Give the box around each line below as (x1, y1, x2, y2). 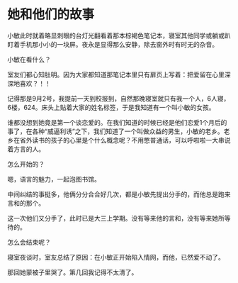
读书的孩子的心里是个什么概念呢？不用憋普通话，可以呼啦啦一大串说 (31, 135, 231, 144)
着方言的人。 (7, 145, 45, 153)
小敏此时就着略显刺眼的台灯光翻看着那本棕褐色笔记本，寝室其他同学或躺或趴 (7, 31, 231, 40)
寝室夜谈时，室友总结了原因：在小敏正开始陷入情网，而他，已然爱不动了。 (7, 253, 225, 261)
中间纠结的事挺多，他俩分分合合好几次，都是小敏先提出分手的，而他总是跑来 (7, 189, 231, 199)
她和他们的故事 (7, 6, 95, 23)
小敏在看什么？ (7, 55, 51, 64)
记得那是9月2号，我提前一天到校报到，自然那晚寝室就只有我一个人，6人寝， (7, 94, 230, 103)
